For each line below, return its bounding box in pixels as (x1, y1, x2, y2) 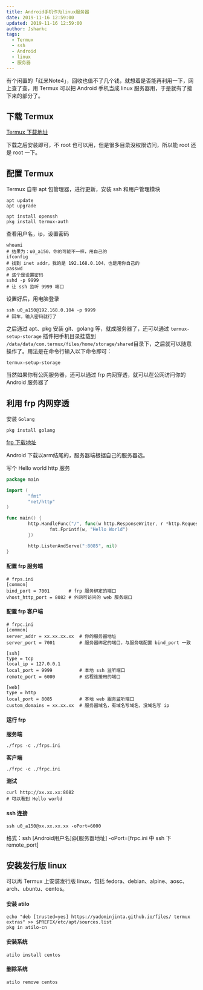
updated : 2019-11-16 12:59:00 (6, 20, 83, 26)
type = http (6, 689, 36, 695)
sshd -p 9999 (6, 278, 39, 284)
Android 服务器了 (6, 379, 49, 386)
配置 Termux (6, 168, 54, 178)
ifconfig (6, 254, 28, 260)
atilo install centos (6, 952, 61, 958)
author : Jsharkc (6, 25, 47, 32)
